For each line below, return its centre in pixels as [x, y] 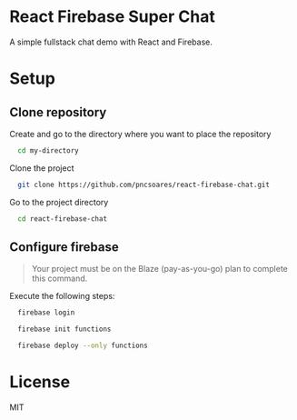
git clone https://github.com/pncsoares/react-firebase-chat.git [144, 185]
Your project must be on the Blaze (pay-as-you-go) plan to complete [160, 269]
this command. [59, 278]
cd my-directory [48, 150]
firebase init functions [64, 329]
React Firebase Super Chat [112, 17]
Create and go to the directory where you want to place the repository [140, 134]
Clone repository [58, 112]
